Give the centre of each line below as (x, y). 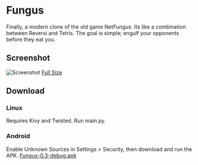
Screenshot (28, 58)
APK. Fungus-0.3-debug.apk (41, 156)
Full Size (52, 72)
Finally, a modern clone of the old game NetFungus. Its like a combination (96, 27)
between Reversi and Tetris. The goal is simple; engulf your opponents (93, 33)
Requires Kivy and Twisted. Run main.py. (56, 121)
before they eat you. (31, 39)
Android (18, 136)
